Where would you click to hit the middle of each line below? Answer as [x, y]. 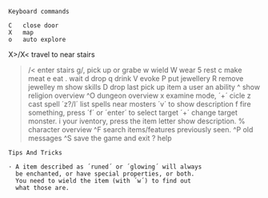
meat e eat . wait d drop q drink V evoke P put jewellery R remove [136, 79]
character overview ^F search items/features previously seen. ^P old [140, 129]
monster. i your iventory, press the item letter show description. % [136, 121]
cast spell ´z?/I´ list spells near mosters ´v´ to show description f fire [139, 104]
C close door [34, 26]
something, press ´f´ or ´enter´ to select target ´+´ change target [133, 113]
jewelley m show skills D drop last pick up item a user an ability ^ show [144, 87]
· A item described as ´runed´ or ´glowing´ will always [105, 167]
